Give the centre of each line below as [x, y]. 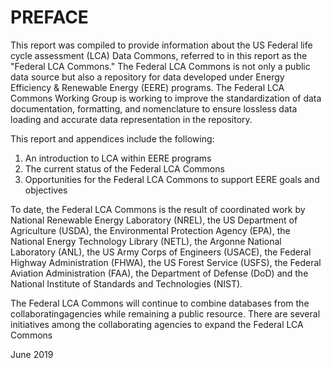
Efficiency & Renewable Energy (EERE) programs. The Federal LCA [147, 87]
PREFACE [49, 17]
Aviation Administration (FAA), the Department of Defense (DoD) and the [159, 273]
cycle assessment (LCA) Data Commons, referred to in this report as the [159, 55]
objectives [46, 190]
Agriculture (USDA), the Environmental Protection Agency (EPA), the [150, 230]
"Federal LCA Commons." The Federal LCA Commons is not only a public [160, 66]
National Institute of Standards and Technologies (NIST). [126, 283]
